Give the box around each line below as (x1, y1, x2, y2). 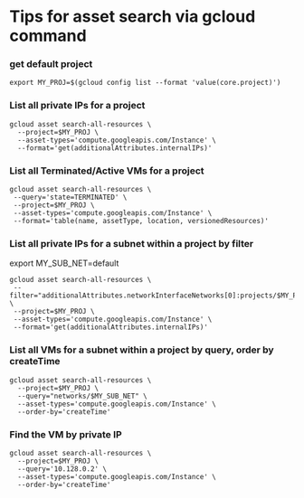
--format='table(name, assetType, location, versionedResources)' (13, 217, 270, 226)
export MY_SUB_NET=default (9, 258, 119, 268)
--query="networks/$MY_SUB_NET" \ (17, 391, 147, 400)
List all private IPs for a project (9, 99, 146, 112)
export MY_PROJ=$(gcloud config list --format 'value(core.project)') (9, 79, 281, 88)
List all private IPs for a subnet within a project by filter (9, 238, 254, 249)
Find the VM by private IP (9, 428, 122, 440)
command (9, 25, 88, 46)
